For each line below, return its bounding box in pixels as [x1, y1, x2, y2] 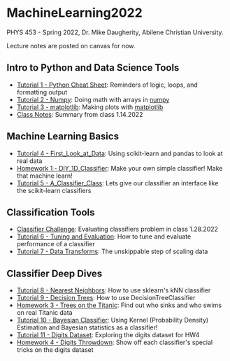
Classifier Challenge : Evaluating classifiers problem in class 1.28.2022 [16, 225, 218, 234]
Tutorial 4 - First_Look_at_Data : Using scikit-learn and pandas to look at [16, 149, 223, 157]
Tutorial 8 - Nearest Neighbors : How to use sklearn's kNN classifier [16, 286, 211, 295]
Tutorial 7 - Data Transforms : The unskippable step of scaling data [16, 247, 208, 256]
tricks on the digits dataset [16, 346, 94, 354]
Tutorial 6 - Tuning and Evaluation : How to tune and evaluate [16, 232, 192, 241]
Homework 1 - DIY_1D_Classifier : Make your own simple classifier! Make [16, 164, 223, 172]
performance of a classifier [16, 240, 95, 248]
